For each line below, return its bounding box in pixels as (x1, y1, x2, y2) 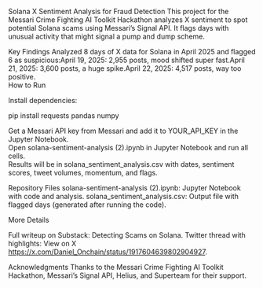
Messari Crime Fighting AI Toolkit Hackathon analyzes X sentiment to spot (8, 15, 248, 24)
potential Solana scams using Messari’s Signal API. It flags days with (8, 24, 229, 32)
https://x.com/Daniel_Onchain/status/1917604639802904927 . (8, 247, 208, 257)
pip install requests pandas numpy (8, 111, 119, 120)
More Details (8, 216, 49, 224)
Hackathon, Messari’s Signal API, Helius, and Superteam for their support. (8, 271, 247, 280)
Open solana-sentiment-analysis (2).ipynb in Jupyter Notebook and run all (8, 143, 249, 152)
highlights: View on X (8, 239, 77, 248)
